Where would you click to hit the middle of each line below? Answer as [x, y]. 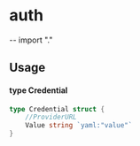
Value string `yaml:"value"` [79, 126]
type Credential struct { [57, 109]
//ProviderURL [51, 117]
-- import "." [31, 40]
